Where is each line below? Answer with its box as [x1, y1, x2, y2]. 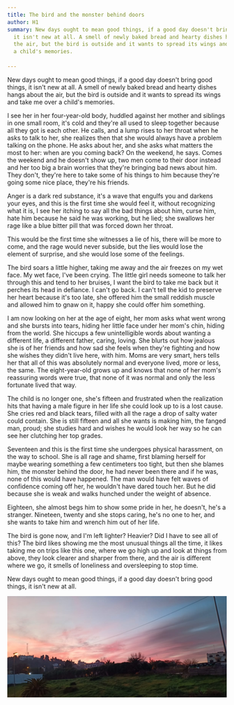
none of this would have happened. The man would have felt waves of [7, 474, 209, 483]
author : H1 [7, 18, 39, 26]
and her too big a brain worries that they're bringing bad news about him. [7, 163, 217, 171]
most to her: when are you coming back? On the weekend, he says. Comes [7, 148, 223, 157]
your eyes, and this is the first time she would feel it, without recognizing [7, 199, 216, 208]
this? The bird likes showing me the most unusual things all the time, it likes [7, 539, 223, 547]
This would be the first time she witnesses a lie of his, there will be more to [7, 235, 221, 243]
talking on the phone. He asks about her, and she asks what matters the [7, 140, 213, 150]
